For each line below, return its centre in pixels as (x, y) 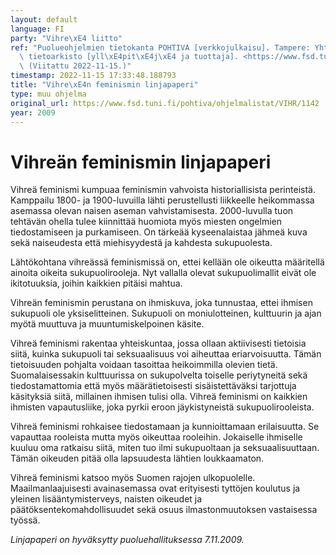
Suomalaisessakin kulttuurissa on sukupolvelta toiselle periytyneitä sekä (159, 375)
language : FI (37, 29)
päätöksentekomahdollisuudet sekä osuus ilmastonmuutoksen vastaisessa (164, 510)
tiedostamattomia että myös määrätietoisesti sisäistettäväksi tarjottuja (153, 386)
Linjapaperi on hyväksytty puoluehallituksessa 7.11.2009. (127, 540)
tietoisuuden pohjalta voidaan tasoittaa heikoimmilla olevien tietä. (144, 365)
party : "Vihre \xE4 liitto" (66, 38)
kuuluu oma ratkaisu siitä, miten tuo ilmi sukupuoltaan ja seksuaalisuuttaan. (165, 448)
